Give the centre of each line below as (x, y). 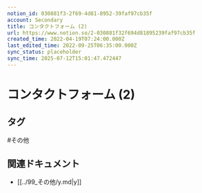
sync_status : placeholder (44, 52)
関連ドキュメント (43, 164)
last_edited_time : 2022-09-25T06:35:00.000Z (72, 45)
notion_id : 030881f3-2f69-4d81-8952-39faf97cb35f (80, 13)
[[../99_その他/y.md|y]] (49, 182)
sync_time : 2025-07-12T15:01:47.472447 (64, 59)
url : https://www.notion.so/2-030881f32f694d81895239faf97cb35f (101, 33)
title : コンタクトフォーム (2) (47, 26)
